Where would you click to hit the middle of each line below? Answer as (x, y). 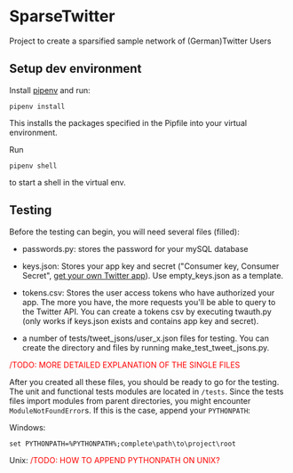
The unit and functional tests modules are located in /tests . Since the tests (146, 391)
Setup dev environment (75, 69)
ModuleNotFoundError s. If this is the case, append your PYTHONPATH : (130, 410)
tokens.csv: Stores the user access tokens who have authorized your (148, 292)
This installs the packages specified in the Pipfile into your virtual (128, 122)
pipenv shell (33, 166)
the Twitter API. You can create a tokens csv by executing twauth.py (147, 311)
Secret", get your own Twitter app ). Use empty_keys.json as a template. (153, 275)
